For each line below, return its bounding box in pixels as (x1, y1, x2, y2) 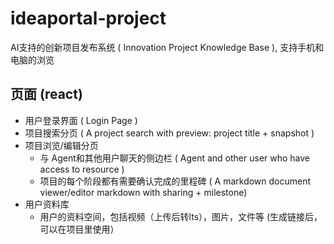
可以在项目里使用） (39, 223, 120, 235)
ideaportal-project (10, 7, 167, 30)
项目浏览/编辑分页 (24, 139, 99, 151)
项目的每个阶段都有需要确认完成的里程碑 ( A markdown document (39, 175, 312, 187)
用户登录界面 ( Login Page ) (24, 114, 138, 126)
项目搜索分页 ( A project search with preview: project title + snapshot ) (24, 127, 315, 139)
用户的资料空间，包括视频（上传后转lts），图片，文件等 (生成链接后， (39, 210, 323, 222)
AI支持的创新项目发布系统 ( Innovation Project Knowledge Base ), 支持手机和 (10, 41, 325, 53)
